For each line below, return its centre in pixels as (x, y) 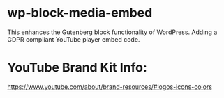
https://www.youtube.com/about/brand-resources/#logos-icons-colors (110, 87)
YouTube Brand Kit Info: (77, 68)
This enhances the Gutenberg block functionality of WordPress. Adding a (112, 32)
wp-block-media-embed (80, 13)
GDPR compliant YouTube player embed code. (74, 39)
